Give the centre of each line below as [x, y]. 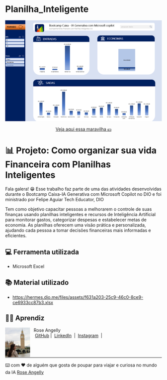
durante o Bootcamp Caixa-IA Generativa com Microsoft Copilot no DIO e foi [83, 194]
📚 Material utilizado [37, 283]
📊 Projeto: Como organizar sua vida [81, 151]
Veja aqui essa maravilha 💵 [83, 129]
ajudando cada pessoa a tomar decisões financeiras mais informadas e [78, 231]
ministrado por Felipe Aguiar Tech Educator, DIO [55, 200]
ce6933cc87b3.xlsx [33, 302]
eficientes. [16, 236]
